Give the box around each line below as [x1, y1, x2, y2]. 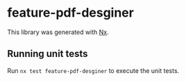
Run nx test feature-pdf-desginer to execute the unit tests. [7, 66, 180, 74]
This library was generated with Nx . [7, 28, 109, 36]
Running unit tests [7, 48, 88, 60]
